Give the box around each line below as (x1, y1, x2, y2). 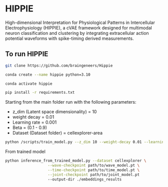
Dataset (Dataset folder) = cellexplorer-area (12, 130, 103, 136)
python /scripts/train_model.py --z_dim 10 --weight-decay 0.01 (5, 140, 142, 145)
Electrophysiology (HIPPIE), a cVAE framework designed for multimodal (5, 24, 152, 30)
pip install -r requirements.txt (5, 90, 75, 95)
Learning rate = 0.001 (12, 119, 57, 125)
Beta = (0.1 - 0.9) (12, 125, 47, 131)
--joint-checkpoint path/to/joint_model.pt (47, 172, 140, 177)
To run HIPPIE (5, 50, 48, 58)
